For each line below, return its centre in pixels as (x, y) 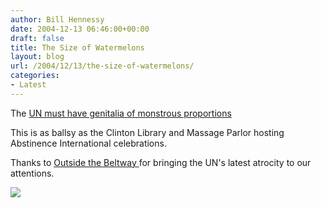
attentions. (32, 173)
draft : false (37, 38)
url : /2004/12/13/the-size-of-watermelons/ (102, 66)
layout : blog (37, 57)
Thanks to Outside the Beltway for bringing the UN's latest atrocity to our (161, 162)
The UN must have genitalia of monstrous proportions (121, 113)
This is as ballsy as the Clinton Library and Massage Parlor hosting (147, 132)
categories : (35, 76)
